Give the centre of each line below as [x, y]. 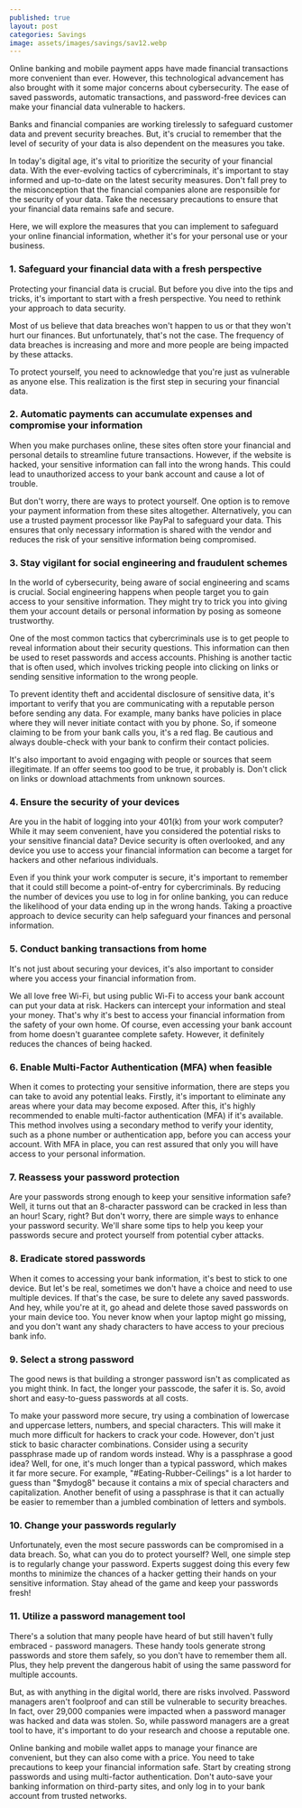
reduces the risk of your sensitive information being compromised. [133, 539]
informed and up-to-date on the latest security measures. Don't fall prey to [148, 181]
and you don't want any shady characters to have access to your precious [147, 1326]
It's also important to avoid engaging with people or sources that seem [141, 760]
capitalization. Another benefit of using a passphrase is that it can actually [147, 1492]
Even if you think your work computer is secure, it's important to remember [149, 877]
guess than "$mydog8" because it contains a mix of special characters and [149, 1482]
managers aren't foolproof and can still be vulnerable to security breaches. [148, 1701]
